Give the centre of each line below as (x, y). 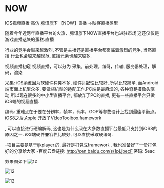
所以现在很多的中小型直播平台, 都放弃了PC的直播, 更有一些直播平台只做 (83, 95)
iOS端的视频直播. (22, 101)
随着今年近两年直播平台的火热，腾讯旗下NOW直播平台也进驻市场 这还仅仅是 (82, 33)
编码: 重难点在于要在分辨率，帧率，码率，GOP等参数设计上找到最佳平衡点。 (82, 111)
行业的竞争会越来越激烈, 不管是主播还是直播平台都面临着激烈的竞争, (74, 50)
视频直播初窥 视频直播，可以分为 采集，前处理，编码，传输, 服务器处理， (79, 66)
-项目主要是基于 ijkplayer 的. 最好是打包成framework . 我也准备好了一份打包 (81, 145)
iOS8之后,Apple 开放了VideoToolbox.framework (53, 118)
